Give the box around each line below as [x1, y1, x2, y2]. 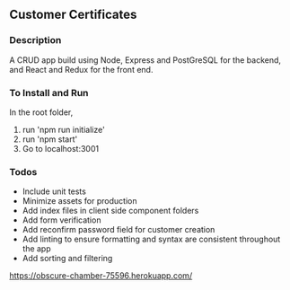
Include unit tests [22, 186, 87, 197]
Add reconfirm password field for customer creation [22, 224, 215, 235]
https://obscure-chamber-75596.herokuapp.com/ [9, 270, 193, 281]
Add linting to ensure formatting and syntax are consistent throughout [22, 233, 281, 245]
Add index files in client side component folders [22, 206, 199, 216]
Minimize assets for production [22, 196, 137, 207]
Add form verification [22, 215, 101, 225]
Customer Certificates [9, 7, 137, 22]
